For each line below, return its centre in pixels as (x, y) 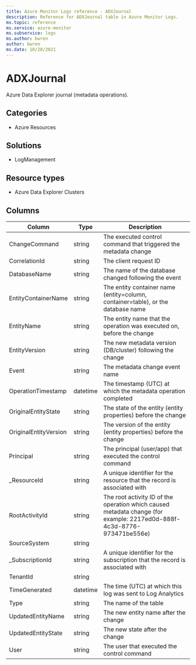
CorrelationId (27, 261)
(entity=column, (125, 294)
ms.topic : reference (31, 22)
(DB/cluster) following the (138, 350)
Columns (23, 210)
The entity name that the (137, 318)
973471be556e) (127, 533)
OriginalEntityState (34, 411)
